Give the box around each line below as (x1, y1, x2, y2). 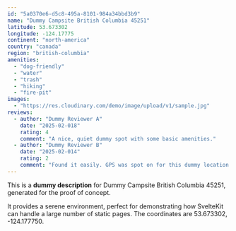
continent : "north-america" (7, 37, 90, 44)
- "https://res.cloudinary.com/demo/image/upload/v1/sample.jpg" (13, 102, 211, 109)
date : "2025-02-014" (20, 148, 81, 155)
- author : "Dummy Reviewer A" (13, 115, 102, 122)
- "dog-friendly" (13, 63, 65, 70)
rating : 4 (20, 129, 49, 136)
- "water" (13, 69, 42, 76)
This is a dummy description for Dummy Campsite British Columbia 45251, (7, 181, 226, 189)
